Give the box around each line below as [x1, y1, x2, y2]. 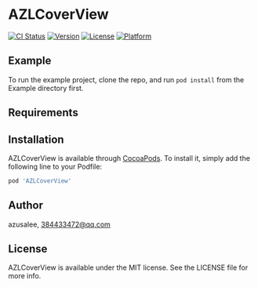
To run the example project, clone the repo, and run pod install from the [8, 74, 245, 84]
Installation [8, 133, 64, 146]
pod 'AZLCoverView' [8, 176, 72, 185]
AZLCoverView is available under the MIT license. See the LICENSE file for [8, 263, 249, 272]
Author [8, 198, 43, 213]
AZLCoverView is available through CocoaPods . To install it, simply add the [8, 153, 251, 162]
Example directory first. [8, 83, 84, 93]
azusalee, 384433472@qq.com [8, 220, 111, 229]
